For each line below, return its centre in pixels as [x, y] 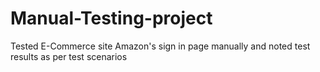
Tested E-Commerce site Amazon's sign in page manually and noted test [160, 46]
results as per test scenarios [69, 56]
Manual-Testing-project [111, 18]
